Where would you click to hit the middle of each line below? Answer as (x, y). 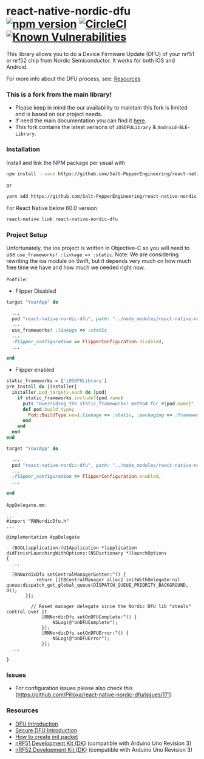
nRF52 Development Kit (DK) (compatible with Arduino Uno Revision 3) (104, 749)
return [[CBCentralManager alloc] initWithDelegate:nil (108, 580)
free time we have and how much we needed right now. (76, 268)
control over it (27, 612)
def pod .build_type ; (48, 409)
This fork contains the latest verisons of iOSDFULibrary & (86, 127)
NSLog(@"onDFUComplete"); (85, 623)
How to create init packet (46, 736)
